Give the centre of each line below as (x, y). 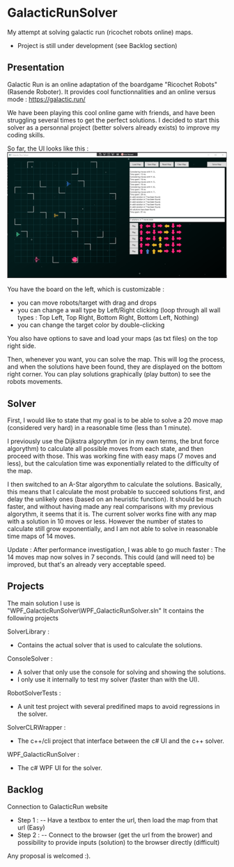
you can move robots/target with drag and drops (87, 303)
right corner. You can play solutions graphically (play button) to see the (109, 374)
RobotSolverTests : (34, 693)
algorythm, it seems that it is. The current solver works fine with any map (112, 514)
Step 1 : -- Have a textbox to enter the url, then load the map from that (117, 820)
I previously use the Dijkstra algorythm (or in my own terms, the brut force (113, 441)
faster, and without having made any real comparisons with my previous (110, 506)
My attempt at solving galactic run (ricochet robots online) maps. (100, 32)
